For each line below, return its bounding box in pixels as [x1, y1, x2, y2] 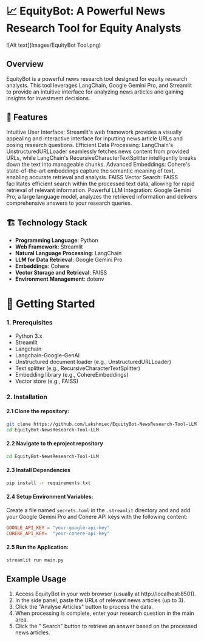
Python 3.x [15, 332, 42, 340]
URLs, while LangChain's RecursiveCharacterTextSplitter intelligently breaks [6, 154, 197, 161]
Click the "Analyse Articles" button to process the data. [15, 603, 153, 610]
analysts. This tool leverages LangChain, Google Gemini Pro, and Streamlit [6, 81, 192, 89]
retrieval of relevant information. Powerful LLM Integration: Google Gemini [6, 186, 191, 194]
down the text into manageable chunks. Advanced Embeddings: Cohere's [6, 160, 191, 168]
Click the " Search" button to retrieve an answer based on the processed [15, 622, 197, 629]
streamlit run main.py [6, 557, 64, 563]
